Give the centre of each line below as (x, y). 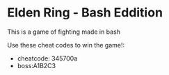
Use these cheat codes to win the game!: (66, 45)
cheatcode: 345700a (47, 58)
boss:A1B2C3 (37, 65)
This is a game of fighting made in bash (64, 32)
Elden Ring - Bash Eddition (85, 13)
